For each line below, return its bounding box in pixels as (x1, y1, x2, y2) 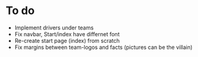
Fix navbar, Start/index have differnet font (14, 30, 120, 37)
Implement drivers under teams (14, 24, 94, 31)
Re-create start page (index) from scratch (14, 37, 120, 44)
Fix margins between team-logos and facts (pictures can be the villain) (14, 44, 193, 51)
